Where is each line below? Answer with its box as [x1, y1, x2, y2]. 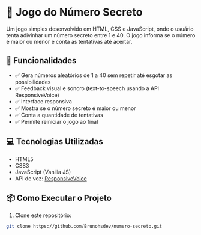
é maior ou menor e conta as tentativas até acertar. [6, 38, 133, 45]
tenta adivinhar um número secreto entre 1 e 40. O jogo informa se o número [6, 31, 196, 38]
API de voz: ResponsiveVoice [14, 174, 87, 182]
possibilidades [14, 78, 51, 85]
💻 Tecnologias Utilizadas [6, 136, 103, 147]
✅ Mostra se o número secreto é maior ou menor [14, 105, 136, 112]
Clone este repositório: [14, 212, 72, 219]
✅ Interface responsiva [14, 97, 72, 105]
